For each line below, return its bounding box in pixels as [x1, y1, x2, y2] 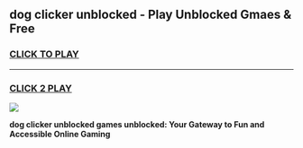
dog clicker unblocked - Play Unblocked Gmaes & [9, 7, 291, 22]
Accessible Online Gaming [9, 128, 111, 139]
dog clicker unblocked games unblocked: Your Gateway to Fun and [9, 118, 265, 129]
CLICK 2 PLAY [9, 82, 72, 94]
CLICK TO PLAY [9, 48, 79, 61]
